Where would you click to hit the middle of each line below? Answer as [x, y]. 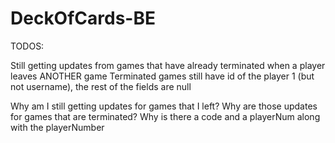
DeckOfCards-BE [83, 18]
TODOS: [27, 46]
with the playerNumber [57, 127]
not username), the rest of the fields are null [101, 86]
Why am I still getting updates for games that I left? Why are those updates [164, 106]
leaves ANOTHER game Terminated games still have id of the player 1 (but [162, 76]
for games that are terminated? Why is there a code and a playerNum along [165, 116]
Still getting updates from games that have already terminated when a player [168, 65]
